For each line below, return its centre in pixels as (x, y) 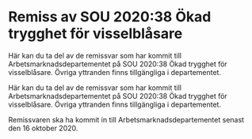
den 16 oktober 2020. (43, 128)
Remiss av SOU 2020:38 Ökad (110, 17)
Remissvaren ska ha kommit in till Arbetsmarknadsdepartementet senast (126, 119)
